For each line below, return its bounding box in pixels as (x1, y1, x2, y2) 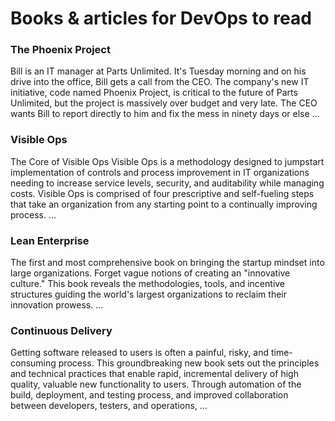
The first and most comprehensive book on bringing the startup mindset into (10, 257, 325, 269)
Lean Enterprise (10, 233, 90, 247)
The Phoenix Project (10, 43, 111, 57)
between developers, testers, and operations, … (10, 400, 208, 412)
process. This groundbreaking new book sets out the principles (58, 357, 320, 369)
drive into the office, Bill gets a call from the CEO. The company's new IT (10, 76, 310, 88)
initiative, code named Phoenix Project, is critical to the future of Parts (10, 87, 298, 99)
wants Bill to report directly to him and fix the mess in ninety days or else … (10, 108, 320, 120)
